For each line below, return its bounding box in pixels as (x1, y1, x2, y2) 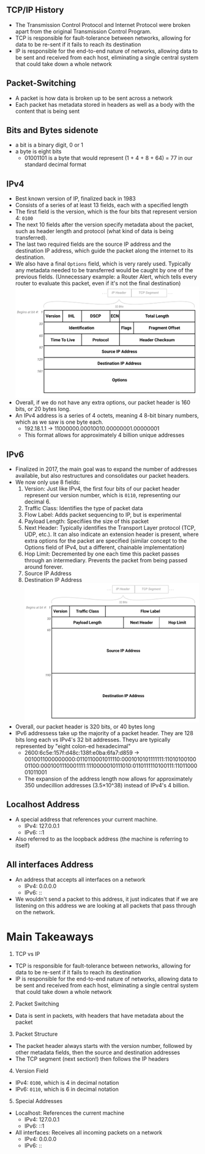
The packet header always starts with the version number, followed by (15, 1042, 193, 1049)
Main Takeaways (6, 930, 94, 944)
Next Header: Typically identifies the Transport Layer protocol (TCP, (24, 524, 196, 532)
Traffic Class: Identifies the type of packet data (24, 505, 143, 512)
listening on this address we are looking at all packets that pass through (15, 901, 196, 909)
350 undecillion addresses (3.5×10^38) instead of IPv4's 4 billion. (24, 782, 190, 789)
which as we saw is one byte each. (15, 418, 104, 426)
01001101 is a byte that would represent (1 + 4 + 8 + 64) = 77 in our (24, 155, 193, 162)
